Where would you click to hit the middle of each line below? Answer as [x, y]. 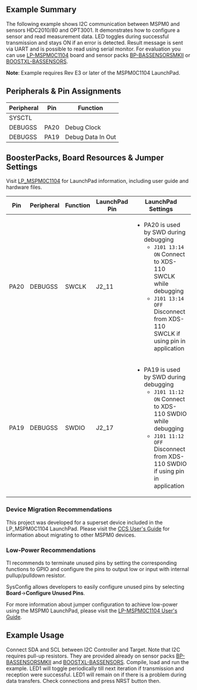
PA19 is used [162, 370]
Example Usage [35, 636]
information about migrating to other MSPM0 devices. [71, 535]
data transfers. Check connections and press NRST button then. [84, 681]
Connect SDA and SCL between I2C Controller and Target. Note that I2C [93, 649]
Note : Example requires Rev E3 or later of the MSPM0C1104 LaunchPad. [93, 72]
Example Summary [41, 10]
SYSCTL [21, 118]
